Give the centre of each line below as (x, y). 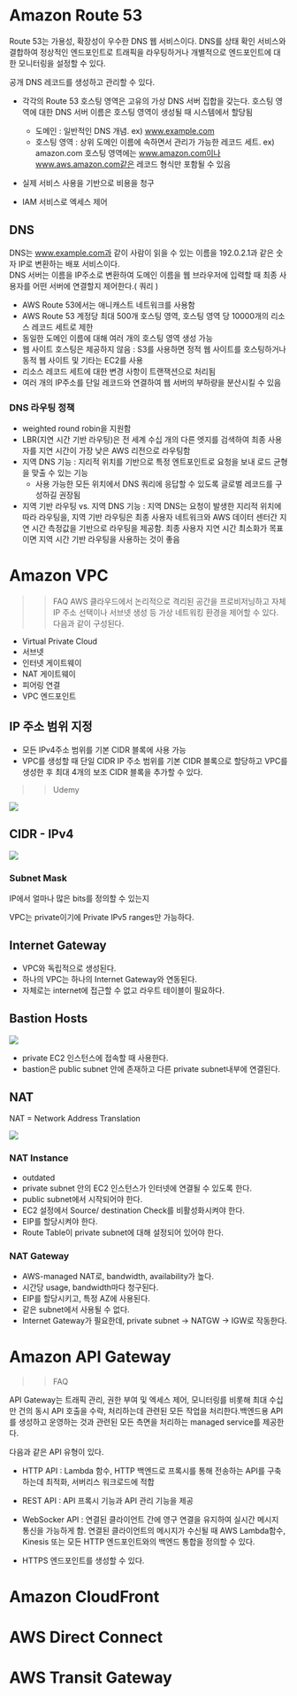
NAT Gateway (39, 1255)
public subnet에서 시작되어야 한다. (82, 1199)
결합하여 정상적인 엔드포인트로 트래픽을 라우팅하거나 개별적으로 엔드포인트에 (141, 52)
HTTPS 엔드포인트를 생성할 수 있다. (83, 1560)
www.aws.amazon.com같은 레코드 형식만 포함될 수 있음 (133, 164)
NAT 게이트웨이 (49, 674)
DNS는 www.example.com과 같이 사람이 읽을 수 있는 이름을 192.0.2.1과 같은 (141, 253)
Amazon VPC (59, 576)
